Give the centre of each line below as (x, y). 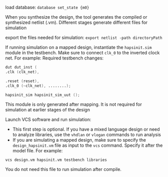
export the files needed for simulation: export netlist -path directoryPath (84, 38)
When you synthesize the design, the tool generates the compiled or (76, 17)
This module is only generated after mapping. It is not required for (74, 104)
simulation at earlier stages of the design (48, 110)
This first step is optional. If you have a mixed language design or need (86, 129)
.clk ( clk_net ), (22, 72)
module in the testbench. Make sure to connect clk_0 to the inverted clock (82, 53)
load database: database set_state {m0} (47, 7)
